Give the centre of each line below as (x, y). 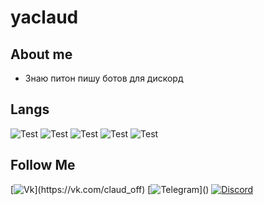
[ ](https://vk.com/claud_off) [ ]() (110, 189)
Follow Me (43, 165)
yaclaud (44, 17)
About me (41, 54)
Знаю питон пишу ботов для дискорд (104, 78)
